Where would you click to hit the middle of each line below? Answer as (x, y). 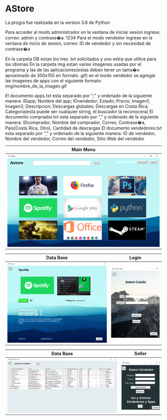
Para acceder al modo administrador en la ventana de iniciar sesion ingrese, (83, 32)
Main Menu (83, 149)
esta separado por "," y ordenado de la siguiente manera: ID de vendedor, (81, 133)
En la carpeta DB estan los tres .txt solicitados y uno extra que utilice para (81, 59)
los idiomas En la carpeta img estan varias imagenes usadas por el (73, 64)
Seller (140, 354)
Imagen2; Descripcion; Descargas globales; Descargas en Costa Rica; (77, 106)
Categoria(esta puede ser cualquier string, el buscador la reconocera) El (79, 111)
